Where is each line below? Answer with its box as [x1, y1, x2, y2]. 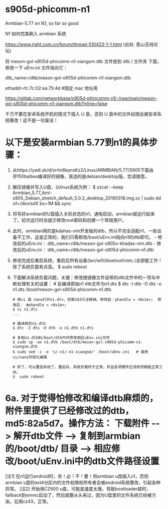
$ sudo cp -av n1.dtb [12, 339, 58, 345]
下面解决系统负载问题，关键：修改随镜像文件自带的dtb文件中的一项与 [12, 274, 156, 280]
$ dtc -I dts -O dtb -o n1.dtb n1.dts [12, 325, 94, 331]
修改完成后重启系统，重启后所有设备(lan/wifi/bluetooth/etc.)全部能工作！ [12, 257, 163, 263]
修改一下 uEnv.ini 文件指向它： [5, 65, 68, 71]
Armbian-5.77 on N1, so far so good [5, 20, 79, 26]
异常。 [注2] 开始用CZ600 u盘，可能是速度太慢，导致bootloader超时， [5, 485, 151, 492]
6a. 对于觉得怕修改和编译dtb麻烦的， [5, 393, 158, 404]
